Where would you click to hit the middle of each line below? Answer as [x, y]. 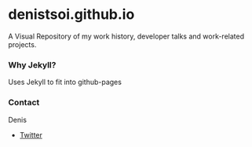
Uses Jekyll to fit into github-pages [65, 82]
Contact [24, 102]
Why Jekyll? [32, 64]
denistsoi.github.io [71, 15]
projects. [22, 44]
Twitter [31, 134]
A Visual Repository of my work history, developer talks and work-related [126, 36]
